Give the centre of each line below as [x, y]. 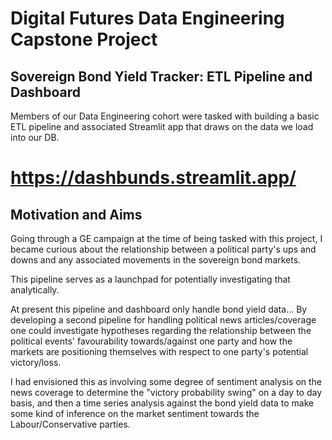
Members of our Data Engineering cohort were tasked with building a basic [165, 116]
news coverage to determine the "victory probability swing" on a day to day [166, 392]
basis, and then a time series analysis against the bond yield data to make [162, 403]
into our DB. [35, 137]
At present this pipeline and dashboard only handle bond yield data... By [159, 309]
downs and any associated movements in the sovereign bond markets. [156, 260]
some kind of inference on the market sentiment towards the [135, 413]
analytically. [35, 290]
